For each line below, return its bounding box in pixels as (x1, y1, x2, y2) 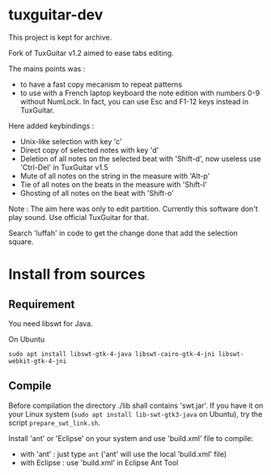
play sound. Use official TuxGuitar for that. (8, 212, 150, 222)
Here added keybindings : (8, 121, 95, 130)
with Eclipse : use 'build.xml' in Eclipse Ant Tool (19, 457, 179, 467)
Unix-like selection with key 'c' (19, 136, 123, 146)
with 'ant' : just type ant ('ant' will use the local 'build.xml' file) (19, 449, 227, 459)
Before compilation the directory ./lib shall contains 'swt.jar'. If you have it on (8, 401, 264, 410)
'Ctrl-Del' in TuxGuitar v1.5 (19, 162, 108, 172)
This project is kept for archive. (8, 32, 112, 42)
